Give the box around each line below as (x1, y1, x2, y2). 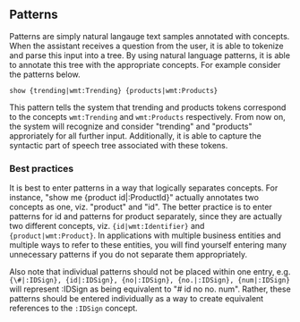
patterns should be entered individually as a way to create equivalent (9, 293, 264, 304)
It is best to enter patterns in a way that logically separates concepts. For (9, 182, 279, 193)
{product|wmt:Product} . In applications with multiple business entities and (9, 230, 282, 241)
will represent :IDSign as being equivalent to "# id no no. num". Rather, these (9, 284, 291, 294)
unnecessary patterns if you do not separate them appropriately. (9, 250, 248, 260)
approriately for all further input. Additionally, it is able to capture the (9, 130, 261, 141)
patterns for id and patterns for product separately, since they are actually (9, 211, 282, 222)
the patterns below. (9, 69, 81, 80)
